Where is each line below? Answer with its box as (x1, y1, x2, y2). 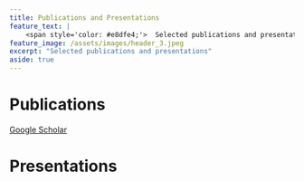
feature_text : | (9, 22, 71, 31)
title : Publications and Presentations (9, 13, 160, 23)
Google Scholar (9, 124, 68, 135)
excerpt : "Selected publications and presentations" (9, 47, 213, 56)
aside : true (9, 55, 54, 64)
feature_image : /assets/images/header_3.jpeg (9, 38, 184, 48)
